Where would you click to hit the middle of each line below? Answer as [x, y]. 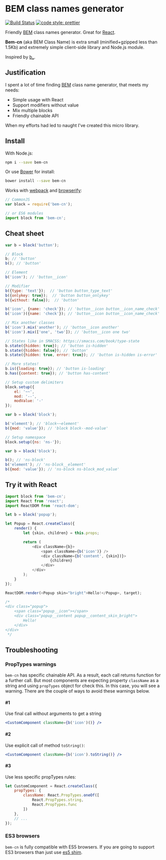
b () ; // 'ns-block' [25, 460]
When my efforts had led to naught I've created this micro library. [72, 125]
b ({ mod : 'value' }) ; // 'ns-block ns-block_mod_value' [62, 469]
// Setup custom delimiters [34, 382]
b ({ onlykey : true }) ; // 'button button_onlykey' [58, 295]
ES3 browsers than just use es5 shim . [44, 852]
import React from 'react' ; [34, 501]
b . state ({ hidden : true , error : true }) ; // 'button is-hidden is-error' [81, 355]
